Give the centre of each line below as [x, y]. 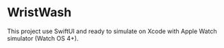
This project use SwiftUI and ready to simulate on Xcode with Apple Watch [112, 31]
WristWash [39, 13]
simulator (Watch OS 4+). [43, 38]
